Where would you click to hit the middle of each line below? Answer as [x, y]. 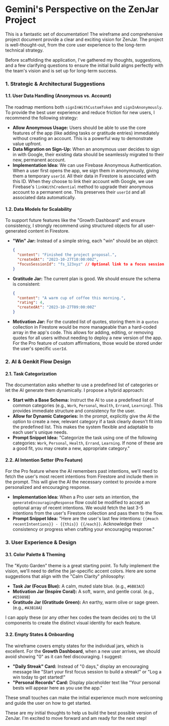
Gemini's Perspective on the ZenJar [82, 9]
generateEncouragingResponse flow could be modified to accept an [81, 503]
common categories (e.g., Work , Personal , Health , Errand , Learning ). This [88, 405]
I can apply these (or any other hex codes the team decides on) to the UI [81, 617]
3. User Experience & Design [41, 542]
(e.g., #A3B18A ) [27, 608]
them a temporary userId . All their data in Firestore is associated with [84, 176]
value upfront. [27, 144]
